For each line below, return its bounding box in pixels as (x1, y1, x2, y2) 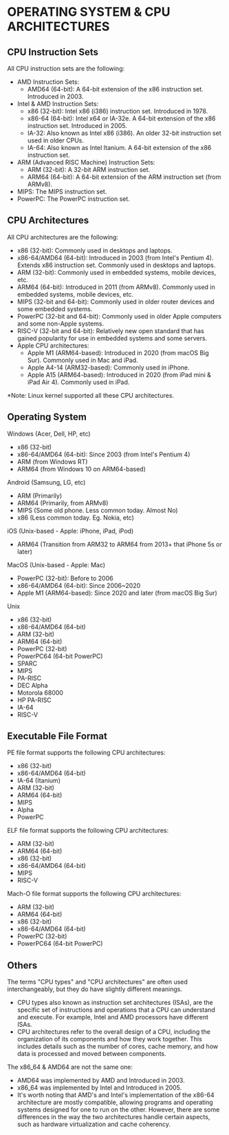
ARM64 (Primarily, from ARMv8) (17, 498, 109, 507)
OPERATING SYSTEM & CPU (7, 4, 171, 20)
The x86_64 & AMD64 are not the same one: (7, 1063, 133, 1071)
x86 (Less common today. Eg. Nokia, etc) (17, 513, 134, 522)
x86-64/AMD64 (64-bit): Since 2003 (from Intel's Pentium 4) (17, 450, 190, 458)
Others (7, 959, 38, 971)
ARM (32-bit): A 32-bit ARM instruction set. (27, 166, 151, 173)
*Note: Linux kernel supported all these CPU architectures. (7, 391, 174, 399)
